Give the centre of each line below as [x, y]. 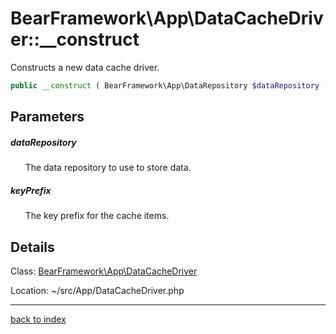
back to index [38, 319]
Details [32, 247]
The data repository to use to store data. [108, 168]
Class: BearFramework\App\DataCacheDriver [104, 271]
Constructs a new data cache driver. [85, 67]
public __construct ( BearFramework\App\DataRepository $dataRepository [165, 85]
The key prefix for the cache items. [97, 216]
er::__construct [75, 39]
